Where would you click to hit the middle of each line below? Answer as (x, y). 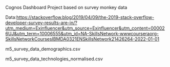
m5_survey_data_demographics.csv (43, 49)
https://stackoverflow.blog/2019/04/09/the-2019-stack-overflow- (85, 17)
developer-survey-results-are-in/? (41, 23)
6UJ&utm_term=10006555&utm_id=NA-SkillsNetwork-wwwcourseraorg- (82, 33)
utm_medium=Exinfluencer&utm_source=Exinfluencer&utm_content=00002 (85, 28)
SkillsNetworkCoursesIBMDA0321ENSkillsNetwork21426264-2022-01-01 (82, 39)
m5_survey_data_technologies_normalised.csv (54, 59)
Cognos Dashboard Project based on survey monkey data (66, 7)
